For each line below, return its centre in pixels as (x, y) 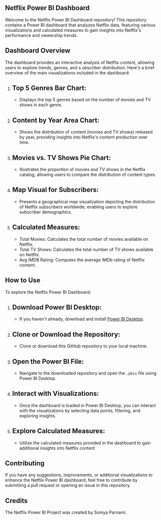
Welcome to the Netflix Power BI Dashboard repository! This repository (76, 19)
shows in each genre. (41, 105)
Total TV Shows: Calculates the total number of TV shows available (86, 249)
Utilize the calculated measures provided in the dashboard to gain (85, 443)
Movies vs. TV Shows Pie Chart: (61, 158)
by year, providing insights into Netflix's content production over (83, 137)
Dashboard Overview (38, 51)
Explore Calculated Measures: (58, 431)
